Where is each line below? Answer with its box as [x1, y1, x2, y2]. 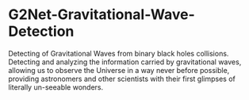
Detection [8, 22, 75, 40]
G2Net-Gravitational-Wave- [8, 6, 196, 24]
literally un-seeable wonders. [8, 82, 104, 92]
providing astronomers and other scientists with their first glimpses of [8, 74, 236, 83]
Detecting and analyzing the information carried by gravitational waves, [8, 57, 242, 67]
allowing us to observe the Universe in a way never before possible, [8, 65, 230, 75]
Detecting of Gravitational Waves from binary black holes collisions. [8, 48, 229, 58]
